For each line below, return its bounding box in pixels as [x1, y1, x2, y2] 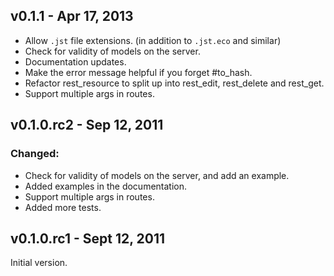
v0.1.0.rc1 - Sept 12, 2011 [10, 230, 166, 247]
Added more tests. [24, 201, 102, 213]
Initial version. [10, 257, 68, 269]
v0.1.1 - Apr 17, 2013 [10, 8, 134, 25]
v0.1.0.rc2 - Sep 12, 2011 [10, 117, 164, 134]
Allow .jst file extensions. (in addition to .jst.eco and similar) [24, 34, 282, 46]
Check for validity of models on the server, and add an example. [24, 169, 290, 181]
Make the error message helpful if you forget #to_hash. [24, 66, 253, 78]
